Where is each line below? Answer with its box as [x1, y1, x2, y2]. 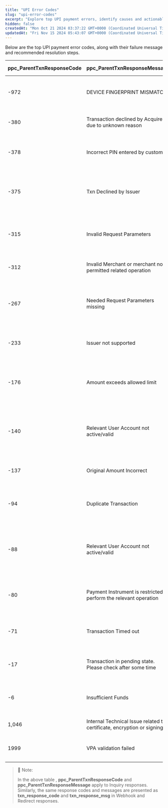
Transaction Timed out [86, 628, 139, 634]
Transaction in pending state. [86, 658, 155, 664]
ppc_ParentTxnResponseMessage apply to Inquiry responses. [17, 782, 148, 788]
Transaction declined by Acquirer [86, 116, 164, 123]
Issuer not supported [86, 340, 136, 346]
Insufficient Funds [86, 694, 129, 701]
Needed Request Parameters [86, 297, 154, 304]
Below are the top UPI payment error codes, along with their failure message [5, 45, 163, 50]
